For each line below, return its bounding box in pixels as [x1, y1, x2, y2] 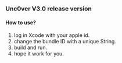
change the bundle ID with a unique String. [13, 38, 117, 45]
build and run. [13, 44, 48, 51]
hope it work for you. [13, 50, 64, 57]
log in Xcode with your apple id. [13, 32, 90, 39]
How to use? [5, 19, 36, 26]
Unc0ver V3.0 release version [5, 5, 92, 13]
